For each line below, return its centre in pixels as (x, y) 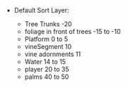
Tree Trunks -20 (48, 24)
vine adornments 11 (53, 54)
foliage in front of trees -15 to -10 (72, 32)
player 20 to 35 (47, 69)
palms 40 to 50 (47, 77)
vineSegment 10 (48, 46)
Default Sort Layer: (41, 10)
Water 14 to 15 (45, 62)
